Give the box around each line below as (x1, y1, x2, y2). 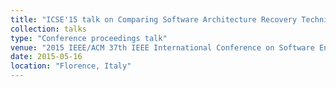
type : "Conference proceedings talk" (10, 33, 168, 43)
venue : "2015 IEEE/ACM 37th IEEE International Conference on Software (10, 42, 315, 53)
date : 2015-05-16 (10, 52, 83, 62)
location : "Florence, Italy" (10, 61, 132, 71)
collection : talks (10, 24, 87, 34)
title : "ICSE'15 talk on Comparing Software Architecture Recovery (10, 14, 298, 25)
